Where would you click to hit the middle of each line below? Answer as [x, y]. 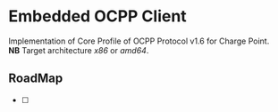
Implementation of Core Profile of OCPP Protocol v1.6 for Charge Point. [139, 41]
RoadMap [36, 79]
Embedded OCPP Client [97, 16]
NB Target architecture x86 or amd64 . [79, 50]
